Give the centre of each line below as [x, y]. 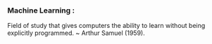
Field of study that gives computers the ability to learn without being [106, 26]
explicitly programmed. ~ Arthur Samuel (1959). [76, 33]
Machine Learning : [41, 10]
